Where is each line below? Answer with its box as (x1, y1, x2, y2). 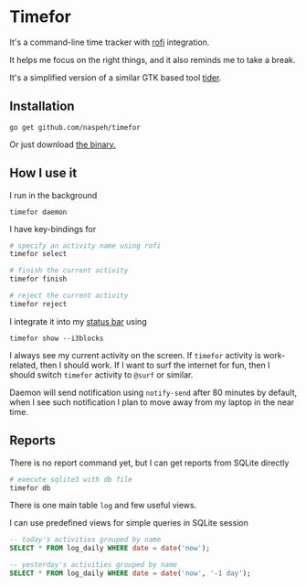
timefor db (9, 483, 51, 493)
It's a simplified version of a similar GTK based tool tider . (9, 71, 222, 83)
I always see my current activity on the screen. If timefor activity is (9, 349, 262, 360)
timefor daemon (9, 208, 68, 217)
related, (9, 359, 38, 370)
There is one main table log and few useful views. (9, 500, 197, 511)
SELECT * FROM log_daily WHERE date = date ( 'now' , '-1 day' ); (9, 569, 251, 578)
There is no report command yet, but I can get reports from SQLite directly (9, 457, 290, 468)
